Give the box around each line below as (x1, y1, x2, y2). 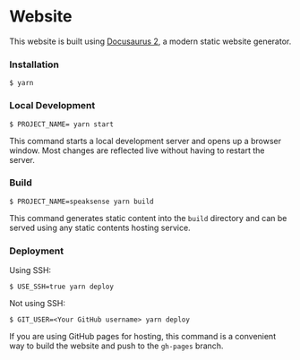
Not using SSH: (9, 298, 65, 309)
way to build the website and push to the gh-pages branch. (9, 340, 224, 351)
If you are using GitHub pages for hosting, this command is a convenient (9, 331, 276, 342)
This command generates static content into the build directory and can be (9, 212, 287, 223)
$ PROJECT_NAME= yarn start (9, 119, 115, 129)
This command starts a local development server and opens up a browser (9, 135, 282, 146)
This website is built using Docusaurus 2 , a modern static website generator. (9, 36, 292, 47)
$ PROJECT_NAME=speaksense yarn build (9, 197, 154, 206)
